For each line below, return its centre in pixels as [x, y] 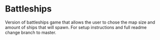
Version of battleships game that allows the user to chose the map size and [80, 22]
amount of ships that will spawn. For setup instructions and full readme [76, 27]
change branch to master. [31, 32]
